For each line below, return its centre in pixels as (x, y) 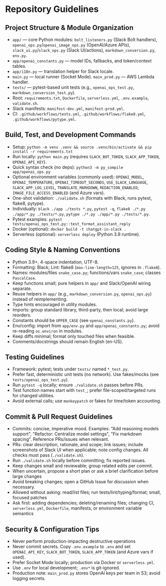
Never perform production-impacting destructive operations (74, 541)
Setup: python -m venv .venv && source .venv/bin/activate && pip (82, 147)
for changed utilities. (33, 396)
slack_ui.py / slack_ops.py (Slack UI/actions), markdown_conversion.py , (84, 50)
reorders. (22, 315)
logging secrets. (29, 579)
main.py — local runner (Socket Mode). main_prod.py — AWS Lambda (83, 77)
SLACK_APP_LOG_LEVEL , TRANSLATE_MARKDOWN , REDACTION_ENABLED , (76, 187)
